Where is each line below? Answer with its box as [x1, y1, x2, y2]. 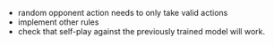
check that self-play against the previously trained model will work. [17, 26, 266, 36]
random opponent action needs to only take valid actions [17, 8, 228, 18]
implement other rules [17, 17, 99, 27]
